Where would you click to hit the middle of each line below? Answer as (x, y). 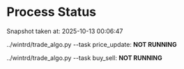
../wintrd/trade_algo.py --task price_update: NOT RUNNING (92, 44)
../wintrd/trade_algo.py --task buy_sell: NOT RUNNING (84, 58)
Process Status (52, 12)
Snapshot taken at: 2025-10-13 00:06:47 (65, 31)
